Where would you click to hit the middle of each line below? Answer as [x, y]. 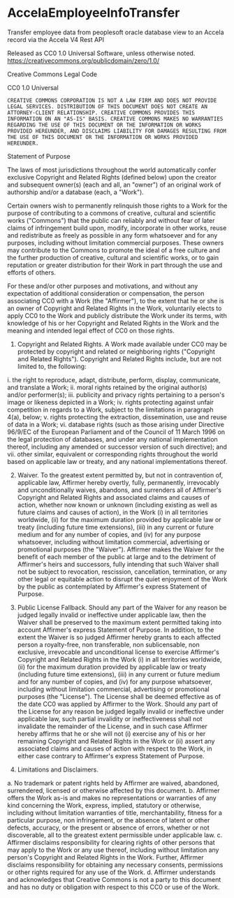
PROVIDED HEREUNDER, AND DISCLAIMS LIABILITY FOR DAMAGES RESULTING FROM [117, 131]
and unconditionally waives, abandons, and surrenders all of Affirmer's [119, 490]
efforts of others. [31, 272]
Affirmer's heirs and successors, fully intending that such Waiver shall [118, 564]
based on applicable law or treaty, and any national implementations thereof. [117, 461]
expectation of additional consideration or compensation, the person [106, 293]
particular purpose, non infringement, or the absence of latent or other [109, 820]
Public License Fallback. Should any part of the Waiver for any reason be [122, 607]
